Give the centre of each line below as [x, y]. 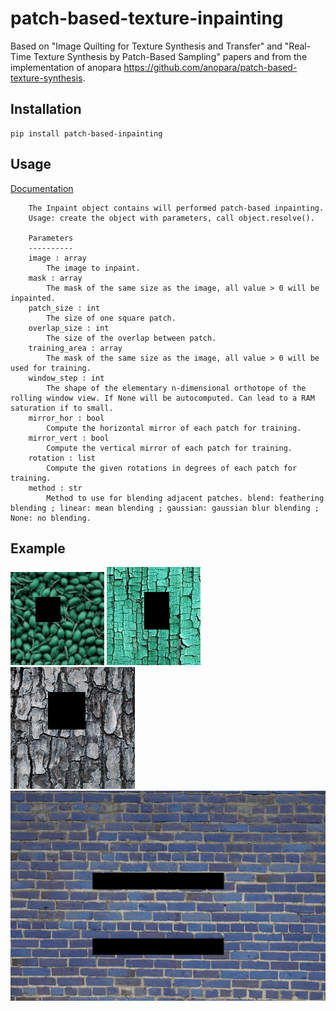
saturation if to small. [62, 408]
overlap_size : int [69, 328]
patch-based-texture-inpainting [147, 18]
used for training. [51, 368]
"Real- [298, 46]
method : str [55, 488]
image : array [57, 258]
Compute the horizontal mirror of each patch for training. [174, 428]
